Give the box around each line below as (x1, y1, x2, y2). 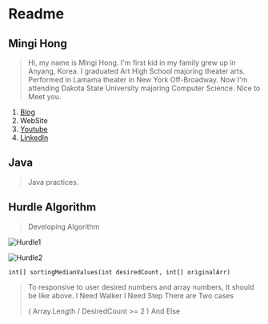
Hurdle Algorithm (8, 201, 97, 214)
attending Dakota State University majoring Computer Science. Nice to (27, 83, 261, 93)
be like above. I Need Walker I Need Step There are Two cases (27, 290, 234, 300)
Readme (8, 5, 65, 23)
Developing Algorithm (27, 222, 100, 231)
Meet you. (27, 92, 62, 101)
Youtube (19, 125, 48, 134)
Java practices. (27, 177, 79, 186)
